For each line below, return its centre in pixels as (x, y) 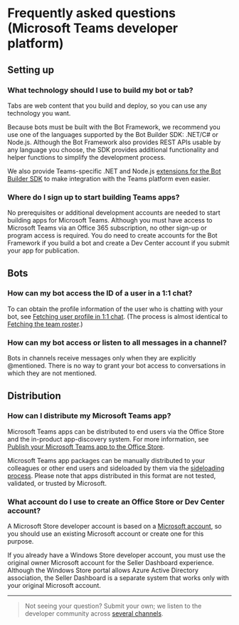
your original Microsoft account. (54, 586)
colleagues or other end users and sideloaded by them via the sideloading (116, 468)
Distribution (34, 396)
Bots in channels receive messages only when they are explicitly (102, 358)
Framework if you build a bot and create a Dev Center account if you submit (118, 243)
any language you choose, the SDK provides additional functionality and (113, 149)
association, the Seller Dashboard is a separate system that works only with (118, 578)
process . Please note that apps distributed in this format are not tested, (112, 475)
